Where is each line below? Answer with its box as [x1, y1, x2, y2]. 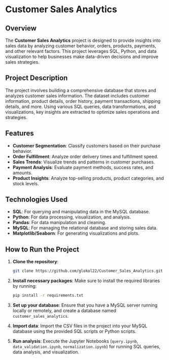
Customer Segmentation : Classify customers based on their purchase [12, 143, 161, 149]
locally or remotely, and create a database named [12, 308, 117, 314]
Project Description [5, 74, 68, 82]
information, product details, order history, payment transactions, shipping [5, 98, 161, 104]
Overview [5, 24, 37, 33]
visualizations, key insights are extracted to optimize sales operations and [5, 108, 159, 115]
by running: [12, 283, 37, 289]
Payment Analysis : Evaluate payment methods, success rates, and [12, 164, 153, 170]
